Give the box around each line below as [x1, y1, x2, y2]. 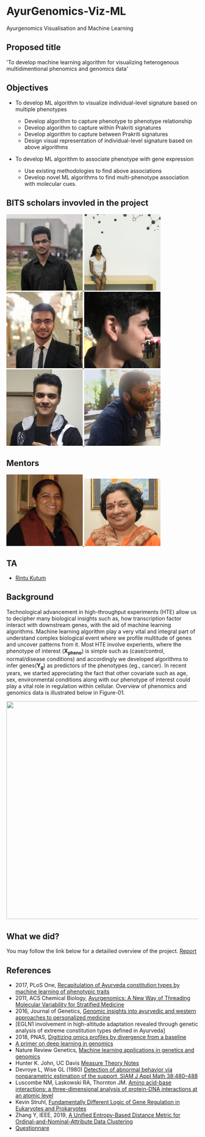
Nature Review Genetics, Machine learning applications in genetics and [15, 1046, 195, 1054]
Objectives [6, 83, 49, 93]
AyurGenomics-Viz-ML [6, 4, 126, 18]
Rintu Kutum [15, 574, 46, 582]
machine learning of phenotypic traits [15, 988, 110, 995]
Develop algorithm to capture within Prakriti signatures [24, 124, 162, 131]
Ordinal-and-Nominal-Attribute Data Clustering [15, 1118, 133, 1125]
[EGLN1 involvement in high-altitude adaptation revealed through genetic [15, 1020, 198, 1028]
